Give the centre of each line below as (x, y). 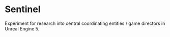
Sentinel (23, 9)
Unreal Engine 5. (22, 28)
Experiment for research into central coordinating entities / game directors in (85, 23)
